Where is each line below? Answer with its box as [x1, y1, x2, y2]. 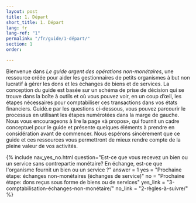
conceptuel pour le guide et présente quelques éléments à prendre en [6, 123, 175, 130]
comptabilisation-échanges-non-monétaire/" [6, 185, 115, 192]
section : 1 [6, 42, 33, 47]
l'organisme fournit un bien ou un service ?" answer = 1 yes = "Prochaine [6, 166, 182, 173]
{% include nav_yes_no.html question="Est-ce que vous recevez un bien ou [6, 153, 188, 161]
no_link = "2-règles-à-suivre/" [115, 185, 188, 192]
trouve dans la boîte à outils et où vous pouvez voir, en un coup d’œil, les [6, 92, 182, 99]
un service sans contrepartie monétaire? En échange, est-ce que [6, 160, 163, 167]
